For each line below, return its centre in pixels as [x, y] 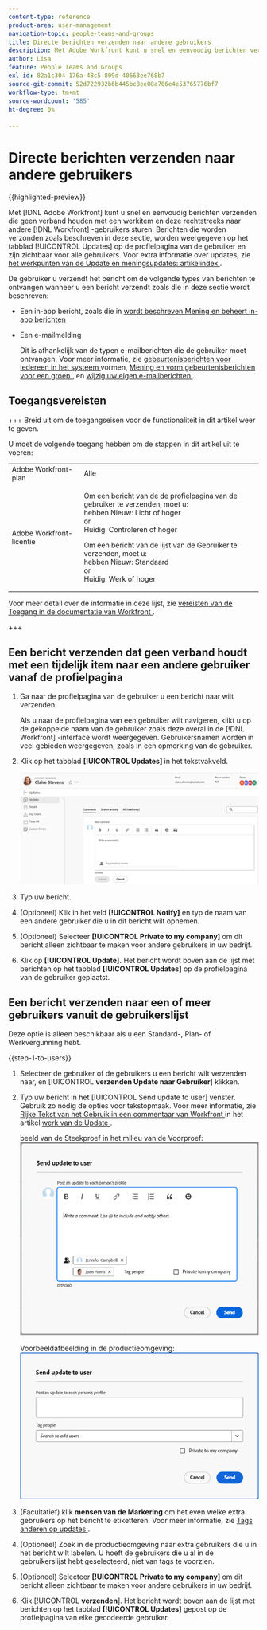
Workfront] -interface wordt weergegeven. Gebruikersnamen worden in [137, 738]
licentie [23, 541]
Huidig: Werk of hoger [120, 578]
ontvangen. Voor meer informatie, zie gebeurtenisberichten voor [125, 359]
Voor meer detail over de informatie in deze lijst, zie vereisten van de [120, 603]
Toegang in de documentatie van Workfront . [81, 612]
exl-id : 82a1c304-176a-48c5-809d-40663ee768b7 [87, 76]
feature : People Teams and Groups [66, 68]
